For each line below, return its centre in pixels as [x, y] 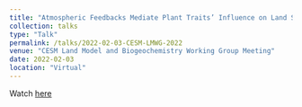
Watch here [31, 93]
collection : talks [44, 26]
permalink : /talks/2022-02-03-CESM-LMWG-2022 [96, 43]
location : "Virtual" [48, 68]
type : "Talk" [34, 34]
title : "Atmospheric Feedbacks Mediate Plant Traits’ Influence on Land [148, 18]
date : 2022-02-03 [42, 59]
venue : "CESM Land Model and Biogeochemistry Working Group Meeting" [142, 51]
